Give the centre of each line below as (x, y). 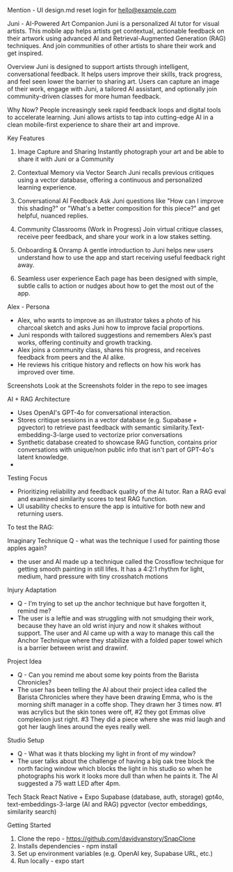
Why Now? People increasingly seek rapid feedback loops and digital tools (114, 110)
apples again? (27, 548)
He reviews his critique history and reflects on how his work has (109, 365)
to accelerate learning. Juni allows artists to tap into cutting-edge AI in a (111, 117)
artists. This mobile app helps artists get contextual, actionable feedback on (116, 31)
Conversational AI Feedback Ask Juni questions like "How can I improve (120, 201)
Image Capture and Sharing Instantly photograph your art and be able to (121, 152)
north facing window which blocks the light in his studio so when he (114, 768)
